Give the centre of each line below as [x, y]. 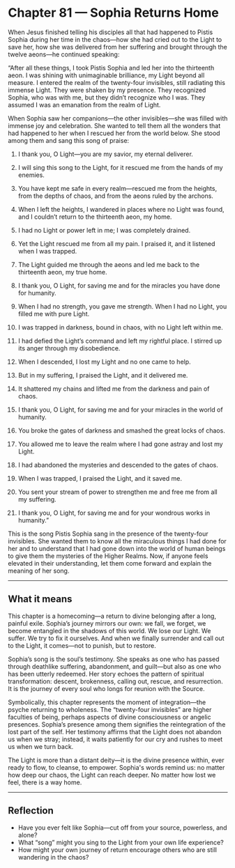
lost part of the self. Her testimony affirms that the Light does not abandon [115, 731]
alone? [28, 835]
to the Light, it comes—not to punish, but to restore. [82, 645]
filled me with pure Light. [54, 313]
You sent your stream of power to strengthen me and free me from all [118, 492]
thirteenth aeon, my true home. [62, 272]
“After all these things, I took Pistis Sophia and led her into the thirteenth [111, 68]
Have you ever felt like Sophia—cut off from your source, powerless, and [122, 828]
